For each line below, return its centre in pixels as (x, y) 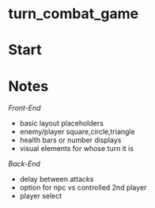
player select (41, 196)
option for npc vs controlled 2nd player (83, 187)
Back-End (25, 164)
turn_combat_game (74, 14)
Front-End (25, 108)
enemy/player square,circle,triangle (77, 132)
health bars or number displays (70, 140)
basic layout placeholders (62, 123)
